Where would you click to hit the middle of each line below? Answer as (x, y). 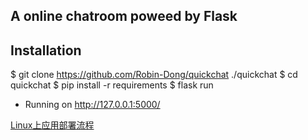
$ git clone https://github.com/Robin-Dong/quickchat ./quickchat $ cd (154, 75)
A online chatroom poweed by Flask (124, 16)
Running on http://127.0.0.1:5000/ (92, 105)
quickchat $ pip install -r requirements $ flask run (112, 85)
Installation (46, 50)
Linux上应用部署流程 (52, 125)
